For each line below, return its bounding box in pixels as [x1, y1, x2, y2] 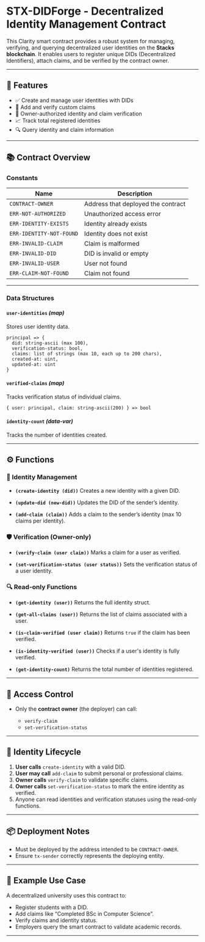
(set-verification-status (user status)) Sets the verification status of [15, 560, 198, 568]
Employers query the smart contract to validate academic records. [15, 923, 182, 930]
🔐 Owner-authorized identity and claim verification [15, 110, 142, 117]
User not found [84, 259, 128, 268]
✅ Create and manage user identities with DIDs [15, 96, 134, 104]
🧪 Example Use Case [6, 875, 87, 886]
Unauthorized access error [84, 209, 161, 218]
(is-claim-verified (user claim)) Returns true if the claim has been [15, 629, 190, 636]
